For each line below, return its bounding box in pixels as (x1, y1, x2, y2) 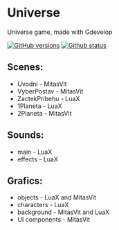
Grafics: (7, 175, 43, 186)
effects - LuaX (17, 154, 59, 163)
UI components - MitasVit (17, 215, 91, 224)
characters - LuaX (17, 201, 69, 209)
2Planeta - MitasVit (17, 109, 72, 117)
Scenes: (7, 61, 44, 73)
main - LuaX (17, 148, 53, 156)
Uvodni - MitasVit (17, 80, 67, 88)
